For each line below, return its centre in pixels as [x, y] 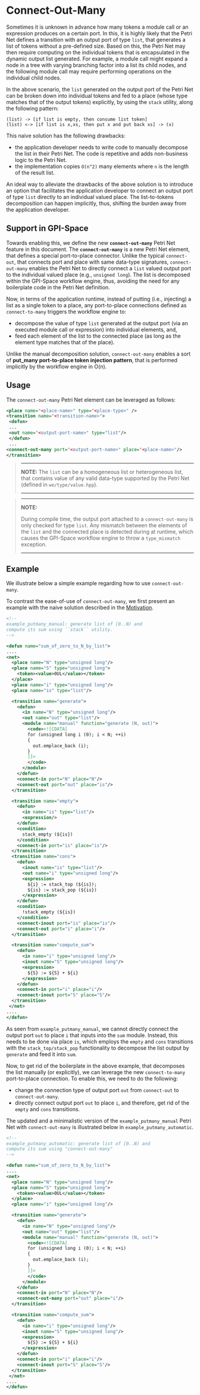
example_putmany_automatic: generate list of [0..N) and [78, 1143]
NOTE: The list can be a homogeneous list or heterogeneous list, [102, 472]
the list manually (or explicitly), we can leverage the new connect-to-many [96, 1072]
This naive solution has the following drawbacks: [66, 136]
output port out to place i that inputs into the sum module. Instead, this [92, 1035]
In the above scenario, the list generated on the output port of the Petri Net [100, 89]
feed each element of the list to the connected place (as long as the [98, 336]
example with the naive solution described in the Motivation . [80, 608]
